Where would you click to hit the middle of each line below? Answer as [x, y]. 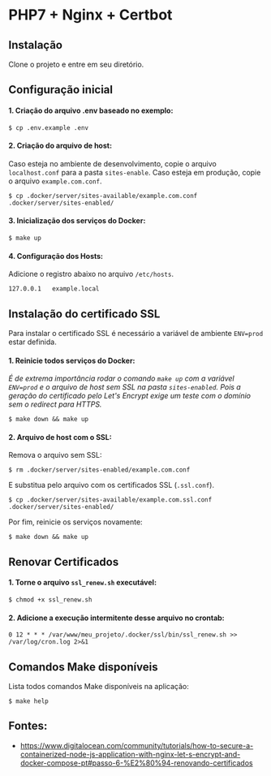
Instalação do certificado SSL [84, 314]
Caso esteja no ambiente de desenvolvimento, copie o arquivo [112, 163]
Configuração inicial [61, 90]
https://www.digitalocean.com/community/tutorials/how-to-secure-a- [137, 745]
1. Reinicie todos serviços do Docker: [72, 360]
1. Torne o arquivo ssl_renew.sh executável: [82, 583]
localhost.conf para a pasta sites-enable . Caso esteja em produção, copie [135, 172]
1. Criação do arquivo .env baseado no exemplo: [91, 110]
